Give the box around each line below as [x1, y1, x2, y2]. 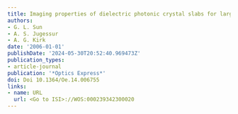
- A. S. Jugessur [7, 30, 59, 38]
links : [7, 83, 27, 90]
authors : [7, 17, 33, 24]
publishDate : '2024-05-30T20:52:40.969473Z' [7, 50, 141, 57]
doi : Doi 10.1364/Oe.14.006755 [7, 76, 100, 84]
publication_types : [7, 57, 65, 64]
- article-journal [7, 63, 62, 70]
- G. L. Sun [7, 23, 42, 30]
